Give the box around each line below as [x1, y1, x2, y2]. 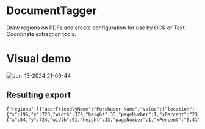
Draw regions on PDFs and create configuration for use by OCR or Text [6, 24, 185, 31]
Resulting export [6, 90, 71, 100]
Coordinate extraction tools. [6, 30, 76, 37]
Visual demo [6, 52, 71, 66]
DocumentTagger [6, 4, 97, 18]
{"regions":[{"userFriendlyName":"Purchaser [6, 106, 121, 112]
